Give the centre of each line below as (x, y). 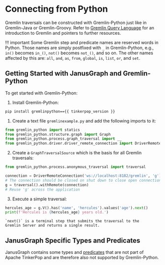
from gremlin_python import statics (42, 130)
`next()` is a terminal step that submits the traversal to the (72, 221)
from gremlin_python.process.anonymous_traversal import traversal (76, 167)
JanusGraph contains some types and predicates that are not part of (74, 252)
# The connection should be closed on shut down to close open (71, 180)
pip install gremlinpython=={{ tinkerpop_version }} (60, 111)
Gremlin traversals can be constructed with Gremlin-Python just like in (76, 23)
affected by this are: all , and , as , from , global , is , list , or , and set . (73, 58)
